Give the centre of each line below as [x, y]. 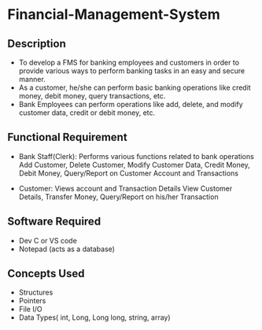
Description [37, 44]
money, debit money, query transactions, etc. [92, 96]
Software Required [54, 222]
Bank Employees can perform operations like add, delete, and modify [131, 104]
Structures [36, 292]
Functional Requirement [67, 137]
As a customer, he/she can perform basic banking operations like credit [135, 87]
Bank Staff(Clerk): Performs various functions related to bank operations [137, 156]
